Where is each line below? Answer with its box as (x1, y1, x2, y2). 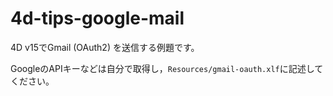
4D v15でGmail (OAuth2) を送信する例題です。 (10, 41, 200, 53)
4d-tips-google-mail (10, 7, 185, 30)
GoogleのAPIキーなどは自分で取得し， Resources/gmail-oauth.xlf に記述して (10, 62, 324, 74)
